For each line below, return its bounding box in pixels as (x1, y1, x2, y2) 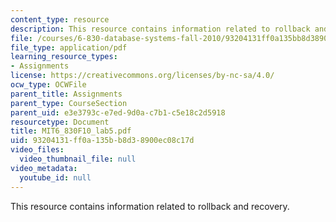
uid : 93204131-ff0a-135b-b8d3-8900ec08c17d (10, 136, 195, 146)
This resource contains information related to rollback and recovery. (10, 200, 290, 212)
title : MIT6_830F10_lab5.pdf (10, 126, 132, 136)
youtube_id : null (19, 172, 92, 183)
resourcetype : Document (10, 117, 110, 127)
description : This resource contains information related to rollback (10, 24, 311, 34)
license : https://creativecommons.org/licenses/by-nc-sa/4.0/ (10, 71, 275, 81)
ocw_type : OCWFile (10, 80, 87, 90)
